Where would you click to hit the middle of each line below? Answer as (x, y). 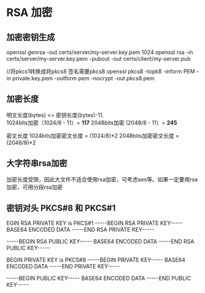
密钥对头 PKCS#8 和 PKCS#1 (61, 208)
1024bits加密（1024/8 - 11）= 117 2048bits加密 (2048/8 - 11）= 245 (92, 123)
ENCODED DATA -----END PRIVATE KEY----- (63, 267)
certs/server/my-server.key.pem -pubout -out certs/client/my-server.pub (99, 59)
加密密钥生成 (31, 37)
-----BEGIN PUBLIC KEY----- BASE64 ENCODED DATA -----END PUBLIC (99, 278)
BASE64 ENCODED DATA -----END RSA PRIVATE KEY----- (80, 230)
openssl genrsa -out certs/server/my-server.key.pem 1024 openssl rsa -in (100, 52)
